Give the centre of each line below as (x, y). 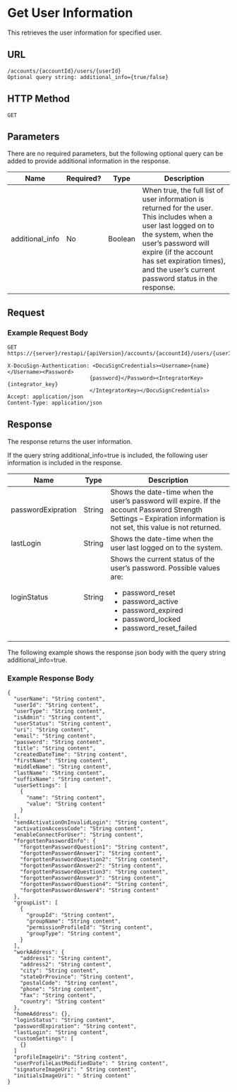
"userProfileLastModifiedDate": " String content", (91, 1064)
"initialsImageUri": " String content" (72, 1076)
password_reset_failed (160, 628)
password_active (150, 601)
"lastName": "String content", (60, 773)
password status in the (180, 279)
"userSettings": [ (41, 786)
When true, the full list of (183, 191)
